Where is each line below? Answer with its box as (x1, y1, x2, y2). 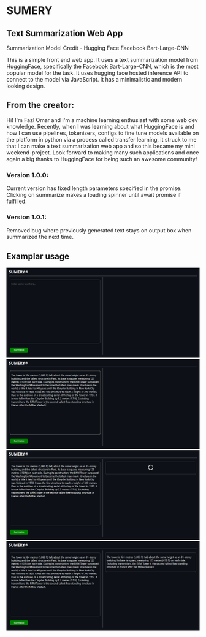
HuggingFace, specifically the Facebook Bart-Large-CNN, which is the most (6, 63, 199, 70)
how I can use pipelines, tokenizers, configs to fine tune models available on (6, 129, 199, 137)
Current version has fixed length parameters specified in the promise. (6, 185, 182, 192)
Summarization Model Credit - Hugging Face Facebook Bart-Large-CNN (6, 44, 189, 51)
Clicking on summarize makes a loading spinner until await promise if (6, 191, 181, 199)
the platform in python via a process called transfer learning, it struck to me (6, 135, 197, 143)
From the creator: (6, 100, 75, 110)
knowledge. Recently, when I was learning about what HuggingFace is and (6, 123, 195, 130)
